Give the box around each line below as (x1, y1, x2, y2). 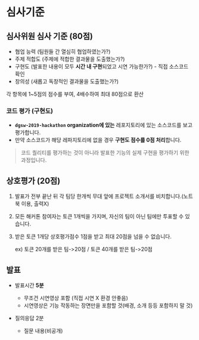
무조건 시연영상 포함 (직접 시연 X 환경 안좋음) (23, 294, 128, 301)
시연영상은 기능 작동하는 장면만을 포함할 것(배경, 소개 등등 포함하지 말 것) (23, 302, 193, 309)
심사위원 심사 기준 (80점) (6, 31, 94, 41)
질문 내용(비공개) (23, 327, 63, 334)
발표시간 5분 (14, 282, 44, 289)
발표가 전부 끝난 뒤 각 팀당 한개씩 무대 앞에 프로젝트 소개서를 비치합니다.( (14, 193, 184, 200)
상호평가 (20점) (6, 175, 61, 186)
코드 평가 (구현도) (6, 107, 54, 115)
